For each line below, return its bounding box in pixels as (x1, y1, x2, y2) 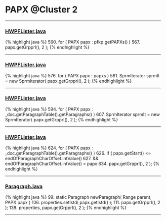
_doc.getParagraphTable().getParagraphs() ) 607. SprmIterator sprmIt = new (5, 111, 160, 117)
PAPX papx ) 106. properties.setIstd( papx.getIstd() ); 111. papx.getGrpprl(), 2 (5, 200, 161, 206)
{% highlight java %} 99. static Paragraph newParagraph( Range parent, (5, 194, 152, 200)
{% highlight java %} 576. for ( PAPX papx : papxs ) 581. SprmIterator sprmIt (5, 72, 160, 78)
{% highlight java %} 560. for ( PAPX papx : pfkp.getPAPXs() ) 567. (5, 39, 141, 45)
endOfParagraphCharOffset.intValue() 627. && (5, 156, 99, 162)
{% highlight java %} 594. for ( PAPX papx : (5, 106, 93, 112)
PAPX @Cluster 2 (5, 4, 78, 15)
